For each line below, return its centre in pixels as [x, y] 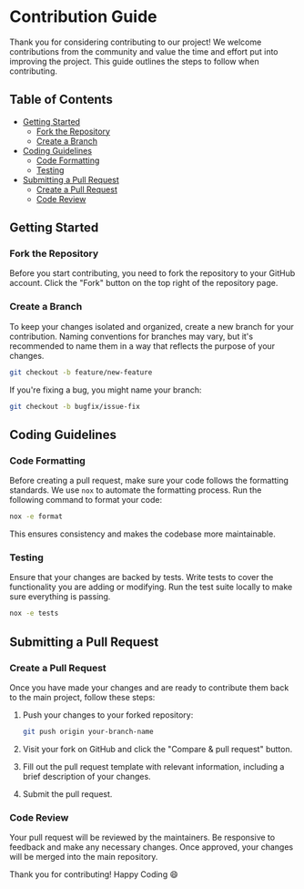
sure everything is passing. [60, 597]
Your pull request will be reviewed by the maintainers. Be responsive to [142, 838]
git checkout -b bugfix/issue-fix [75, 406]
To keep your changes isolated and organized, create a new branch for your [152, 326]
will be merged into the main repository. [84, 857]
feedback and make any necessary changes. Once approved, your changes [152, 847]
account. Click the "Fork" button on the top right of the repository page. [144, 283]
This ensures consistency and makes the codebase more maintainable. [142, 534]
